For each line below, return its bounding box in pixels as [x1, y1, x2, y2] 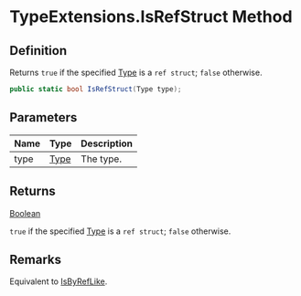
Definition [9, 43, 67, 58]
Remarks [9, 251, 62, 267]
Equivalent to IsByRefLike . [9, 276, 108, 287]
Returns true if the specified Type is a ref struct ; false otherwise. [9, 67, 263, 78]
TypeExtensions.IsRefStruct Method [9, 6, 293, 27]
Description [81, 137, 133, 150]
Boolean [9, 207, 41, 218]
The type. [81, 153, 122, 165]
